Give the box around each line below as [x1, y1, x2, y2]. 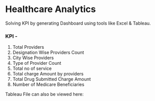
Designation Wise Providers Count [12, 49, 84, 56]
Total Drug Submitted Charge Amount [12, 76, 91, 82]
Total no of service [12, 65, 52, 71]
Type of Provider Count [12, 60, 62, 66]
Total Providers [12, 44, 44, 50]
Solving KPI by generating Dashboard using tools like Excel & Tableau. [5, 20, 151, 26]
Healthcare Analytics [5, 4, 96, 15]
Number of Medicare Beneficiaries [12, 81, 85, 87]
